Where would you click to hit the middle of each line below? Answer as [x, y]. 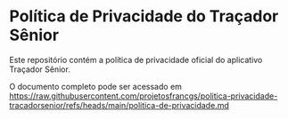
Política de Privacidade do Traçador [144, 16]
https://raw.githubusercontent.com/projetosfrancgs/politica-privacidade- [144, 96]
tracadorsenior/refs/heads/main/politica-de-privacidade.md [119, 105]
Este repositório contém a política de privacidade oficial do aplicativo [136, 59]
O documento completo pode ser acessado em [96, 86]
